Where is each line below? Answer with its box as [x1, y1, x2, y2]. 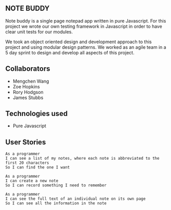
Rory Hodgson [12, 89, 44, 95]
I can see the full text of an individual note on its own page [5, 196, 146, 202]
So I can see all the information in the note [5, 201, 107, 206]
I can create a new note [5, 178, 59, 184]
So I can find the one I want [5, 165, 70, 170]
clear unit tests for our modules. [5, 28, 73, 35]
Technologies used [5, 109, 68, 118]
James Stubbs [12, 94, 44, 101]
